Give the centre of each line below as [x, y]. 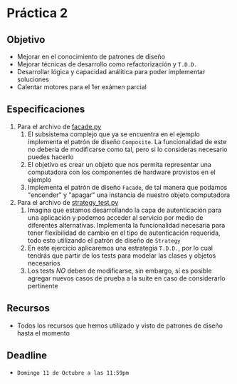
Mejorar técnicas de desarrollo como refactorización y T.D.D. [107, 64]
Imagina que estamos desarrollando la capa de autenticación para [125, 210]
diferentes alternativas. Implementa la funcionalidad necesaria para [126, 225]
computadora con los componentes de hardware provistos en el [121, 172]
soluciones [33, 79]
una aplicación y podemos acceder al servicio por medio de [115, 217]
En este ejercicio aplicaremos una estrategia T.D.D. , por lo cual [120, 248]
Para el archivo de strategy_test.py [68, 202]
